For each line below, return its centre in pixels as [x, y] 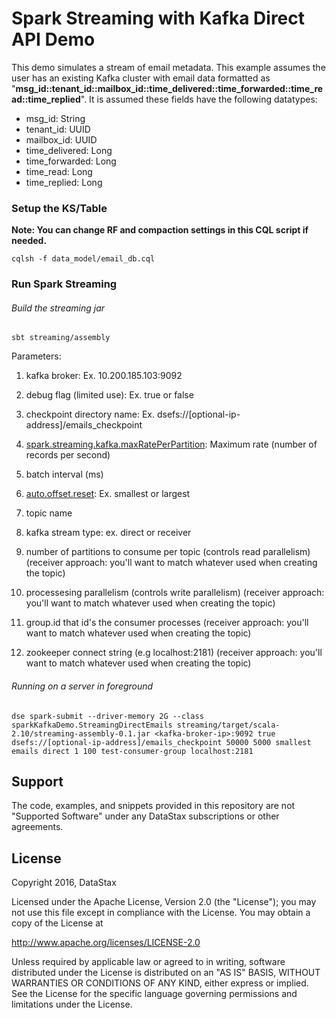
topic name [49, 513]
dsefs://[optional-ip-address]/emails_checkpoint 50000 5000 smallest [161, 742]
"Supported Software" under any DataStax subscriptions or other [145, 816]
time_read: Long [59, 171]
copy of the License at [57, 923]
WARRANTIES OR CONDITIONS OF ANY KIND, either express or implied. [160, 983]
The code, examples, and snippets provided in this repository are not [153, 806]
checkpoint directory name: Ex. [90, 414]
